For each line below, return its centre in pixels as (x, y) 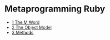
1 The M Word (26, 22)
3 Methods (22, 32)
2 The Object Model (32, 27)
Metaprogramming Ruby (55, 9)
